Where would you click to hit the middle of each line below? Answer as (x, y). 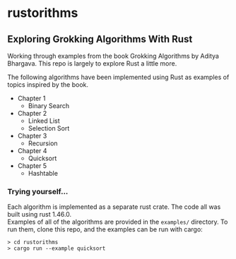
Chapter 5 (32, 166)
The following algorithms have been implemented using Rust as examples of (118, 77)
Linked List (44, 121)
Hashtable (43, 173)
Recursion (43, 143)
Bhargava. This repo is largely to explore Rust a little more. (92, 64)
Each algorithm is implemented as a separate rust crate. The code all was (114, 207)
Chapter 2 (32, 113)
